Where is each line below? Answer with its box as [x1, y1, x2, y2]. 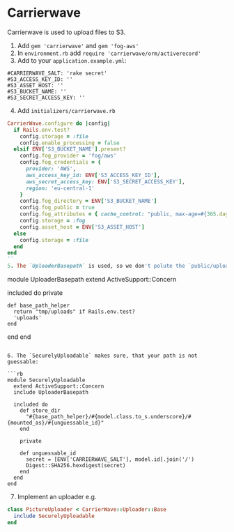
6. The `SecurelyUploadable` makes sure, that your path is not [7, 352, 198, 360]
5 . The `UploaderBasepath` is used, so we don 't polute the [7, 263, 186, 270]
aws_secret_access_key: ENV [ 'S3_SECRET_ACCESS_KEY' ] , [25, 178, 186, 185]
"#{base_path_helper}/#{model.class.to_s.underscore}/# [25, 413, 192, 420]
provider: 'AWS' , [25, 165, 77, 172]
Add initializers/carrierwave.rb [17, 106, 116, 114]
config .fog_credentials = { [19, 159, 101, 166]
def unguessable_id [19, 450, 77, 457]
